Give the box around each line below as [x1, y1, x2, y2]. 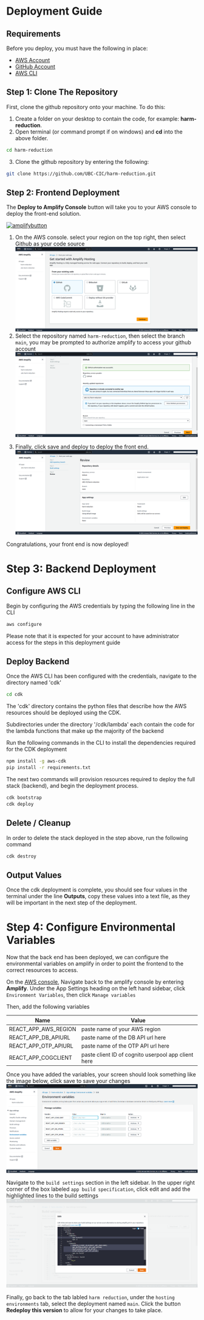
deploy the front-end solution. [6, 210, 81, 218]
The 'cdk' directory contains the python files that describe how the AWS [6, 703, 187, 710]
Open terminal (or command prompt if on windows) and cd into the [15, 128, 183, 135]
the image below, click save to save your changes [6, 1077, 131, 1085]
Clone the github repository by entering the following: [15, 158, 149, 165]
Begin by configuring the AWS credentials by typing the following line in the [6, 602, 195, 609]
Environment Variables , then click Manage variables [6, 992, 136, 999]
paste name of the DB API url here [81, 1034, 166, 1041]
